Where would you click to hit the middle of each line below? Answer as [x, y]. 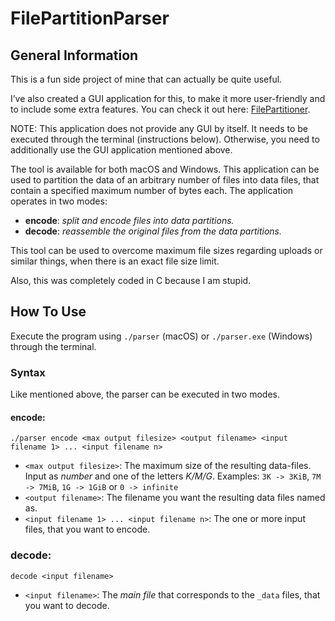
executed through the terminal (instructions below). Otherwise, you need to [165, 139]
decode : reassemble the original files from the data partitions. [153, 231]
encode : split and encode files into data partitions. [129, 220]
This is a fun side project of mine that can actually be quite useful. [146, 79]
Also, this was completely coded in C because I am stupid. [131, 280]
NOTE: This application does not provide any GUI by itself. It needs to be [159, 128]
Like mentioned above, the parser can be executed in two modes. [145, 394]
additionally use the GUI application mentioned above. [121, 150]
